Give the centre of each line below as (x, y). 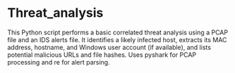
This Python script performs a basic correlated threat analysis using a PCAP (117, 32)
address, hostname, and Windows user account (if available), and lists (109, 47)
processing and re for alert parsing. (59, 62)
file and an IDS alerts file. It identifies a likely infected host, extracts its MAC (117, 39)
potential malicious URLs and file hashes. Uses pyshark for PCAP (102, 55)
